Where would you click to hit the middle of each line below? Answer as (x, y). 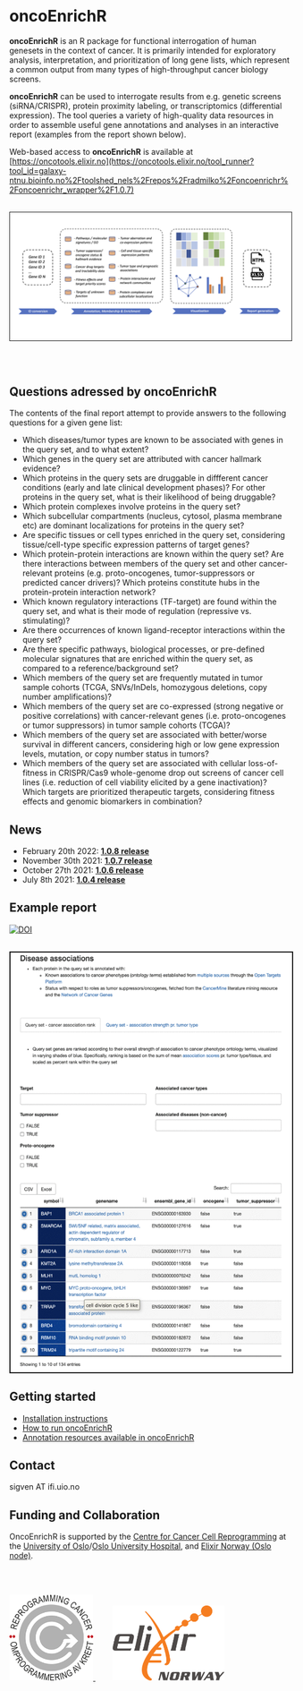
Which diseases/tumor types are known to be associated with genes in (152, 440)
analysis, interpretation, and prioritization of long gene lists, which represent (150, 60)
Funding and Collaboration (85, 1515)
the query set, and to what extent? (85, 449)
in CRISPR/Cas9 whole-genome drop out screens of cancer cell (167, 773)
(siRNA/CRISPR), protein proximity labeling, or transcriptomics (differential (146, 106)
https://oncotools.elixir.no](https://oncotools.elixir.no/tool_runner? (133, 161)
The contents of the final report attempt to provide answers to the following (148, 414)
